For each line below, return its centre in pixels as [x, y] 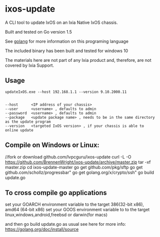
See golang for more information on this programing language [67, 41]
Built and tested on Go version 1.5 [39, 32]
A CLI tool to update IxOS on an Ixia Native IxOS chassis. [61, 22]
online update [19, 130]
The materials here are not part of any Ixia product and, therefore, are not [78, 60]
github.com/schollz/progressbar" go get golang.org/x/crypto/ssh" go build [80, 172]
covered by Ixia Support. [30, 65]
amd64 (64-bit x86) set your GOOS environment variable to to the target [77, 210]
